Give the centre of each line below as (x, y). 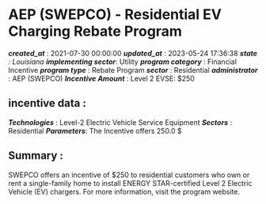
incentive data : (47, 103)
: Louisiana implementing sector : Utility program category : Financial (123, 62)
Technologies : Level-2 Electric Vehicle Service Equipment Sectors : (120, 122)
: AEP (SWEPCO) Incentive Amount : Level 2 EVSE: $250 (102, 78)
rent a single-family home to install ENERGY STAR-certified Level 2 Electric (130, 183)
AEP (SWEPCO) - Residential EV (115, 15)
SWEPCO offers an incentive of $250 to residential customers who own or (129, 175)
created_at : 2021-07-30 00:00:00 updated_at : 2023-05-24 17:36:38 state (133, 53)
